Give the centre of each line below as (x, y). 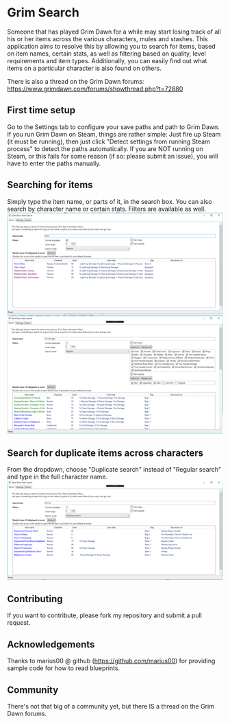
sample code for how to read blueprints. (64, 668)
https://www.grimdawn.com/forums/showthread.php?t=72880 (95, 89)
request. (19, 623)
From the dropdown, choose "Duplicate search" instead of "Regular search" (114, 470)
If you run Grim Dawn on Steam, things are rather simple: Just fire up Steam (114, 134)
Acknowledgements (51, 644)
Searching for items (50, 185)
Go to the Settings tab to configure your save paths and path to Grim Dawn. (114, 127)
